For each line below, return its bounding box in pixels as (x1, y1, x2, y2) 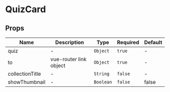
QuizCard (5, 4, 47, 15)
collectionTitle (8, 70, 41, 77)
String (93, 71, 110, 77)
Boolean (93, 79, 112, 85)
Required (117, 39, 140, 46)
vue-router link (50, 56, 87, 63)
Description (55, 39, 84, 46)
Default (144, 39, 162, 46)
